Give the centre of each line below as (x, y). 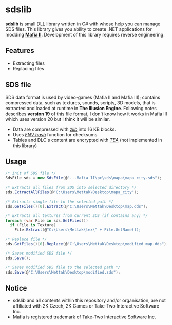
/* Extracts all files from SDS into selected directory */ (71, 188)
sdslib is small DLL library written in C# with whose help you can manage (83, 24)
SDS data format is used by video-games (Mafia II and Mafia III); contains (83, 97)
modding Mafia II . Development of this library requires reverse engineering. (85, 34)
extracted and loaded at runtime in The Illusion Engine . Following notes (81, 108)
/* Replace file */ (26, 239)
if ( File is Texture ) (33, 225)
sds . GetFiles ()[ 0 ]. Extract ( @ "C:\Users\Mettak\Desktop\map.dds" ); (77, 206)
